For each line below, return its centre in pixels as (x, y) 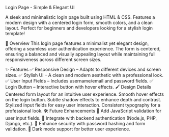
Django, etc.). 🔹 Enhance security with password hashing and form (75, 124)
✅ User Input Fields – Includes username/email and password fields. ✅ (79, 81)
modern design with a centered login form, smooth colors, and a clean (79, 23)
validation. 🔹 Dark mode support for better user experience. (68, 129)
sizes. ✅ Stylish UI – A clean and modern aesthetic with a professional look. (84, 75)
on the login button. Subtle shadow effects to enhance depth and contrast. (83, 100)
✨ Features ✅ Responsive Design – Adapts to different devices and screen (83, 69)
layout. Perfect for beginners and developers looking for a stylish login (79, 28)
